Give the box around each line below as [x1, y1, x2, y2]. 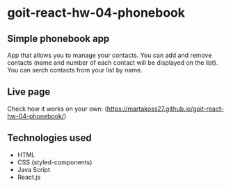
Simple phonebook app [7, 33, 110, 45]
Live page [7, 86, 51, 98]
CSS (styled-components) [17, 158, 93, 166]
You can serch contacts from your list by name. [7, 66, 143, 74]
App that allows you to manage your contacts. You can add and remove [7, 51, 212, 59]
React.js [17, 173, 41, 181]
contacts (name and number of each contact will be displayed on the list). [7, 58, 218, 67]
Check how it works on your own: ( [7, 104, 108, 113]
